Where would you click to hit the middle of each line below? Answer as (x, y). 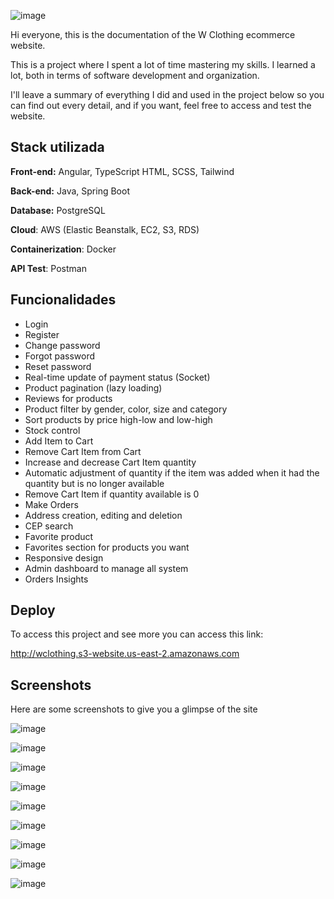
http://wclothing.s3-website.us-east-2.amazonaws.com (125, 654)
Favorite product (59, 536)
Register (42, 334)
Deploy (33, 610)
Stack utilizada (57, 147)
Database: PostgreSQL (58, 210)
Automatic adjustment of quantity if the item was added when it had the (172, 472)
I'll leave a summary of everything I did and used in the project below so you (167, 94)
